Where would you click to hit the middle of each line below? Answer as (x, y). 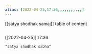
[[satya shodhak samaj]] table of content (46, 24)
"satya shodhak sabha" (28, 46)
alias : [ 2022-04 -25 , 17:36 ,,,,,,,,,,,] (45, 10)
